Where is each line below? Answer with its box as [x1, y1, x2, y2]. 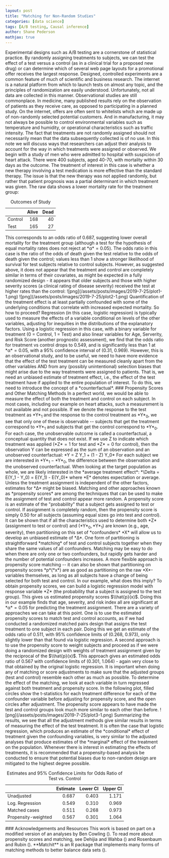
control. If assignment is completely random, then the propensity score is [5, 507, 157, 513]
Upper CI [102, 786, 122, 792]
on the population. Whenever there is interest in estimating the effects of [5, 744, 156, 750]
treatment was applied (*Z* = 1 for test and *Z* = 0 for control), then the [5, 441, 158, 447]
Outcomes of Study [10, 199, 51, 205]
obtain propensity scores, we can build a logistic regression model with [5, 583, 153, 589]
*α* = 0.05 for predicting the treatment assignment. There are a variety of [5, 605, 159, 611]
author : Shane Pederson [5, 29, 55, 35]
